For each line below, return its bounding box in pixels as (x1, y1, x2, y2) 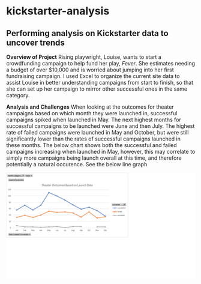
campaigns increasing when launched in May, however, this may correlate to (6, 148, 196, 155)
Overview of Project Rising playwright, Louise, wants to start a (6, 53, 162, 61)
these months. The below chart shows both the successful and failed (6, 142, 177, 148)
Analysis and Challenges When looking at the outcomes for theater (6, 103, 174, 110)
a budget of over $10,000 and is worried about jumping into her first (6, 66, 174, 73)
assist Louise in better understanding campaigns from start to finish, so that (6, 79, 194, 86)
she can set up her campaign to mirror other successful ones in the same (6, 85, 188, 92)
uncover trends (6, 37, 65, 47)
